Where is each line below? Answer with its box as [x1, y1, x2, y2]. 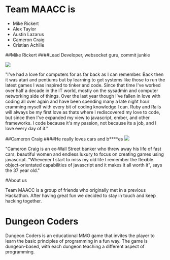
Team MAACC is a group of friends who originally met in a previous [5, 187, 146, 193]
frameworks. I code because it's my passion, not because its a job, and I [5, 120, 156, 126]
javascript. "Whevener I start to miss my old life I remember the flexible [5, 156, 154, 162]
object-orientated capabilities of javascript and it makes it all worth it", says [5, 162, 162, 168]
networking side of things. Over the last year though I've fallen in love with [5, 93, 161, 99]
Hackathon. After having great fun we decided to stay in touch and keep [5, 192, 156, 198]
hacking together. [5, 197, 42, 204]
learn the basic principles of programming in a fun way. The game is [5, 238, 148, 244]
